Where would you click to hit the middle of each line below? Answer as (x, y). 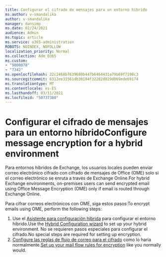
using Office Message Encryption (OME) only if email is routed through (77, 189)
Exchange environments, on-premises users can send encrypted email (77, 183)
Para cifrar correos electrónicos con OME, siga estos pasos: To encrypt (78, 204)
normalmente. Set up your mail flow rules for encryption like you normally (86, 245)
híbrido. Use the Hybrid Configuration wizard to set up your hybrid (80, 224)
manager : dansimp (23, 24)
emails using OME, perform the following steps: (54, 209)
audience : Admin (22, 33)
